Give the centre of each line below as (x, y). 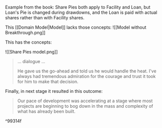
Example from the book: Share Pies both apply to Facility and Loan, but (78, 7)
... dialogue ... (31, 61)
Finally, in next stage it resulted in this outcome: (54, 91)
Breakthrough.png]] (25, 32)
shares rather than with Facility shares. (45, 18)
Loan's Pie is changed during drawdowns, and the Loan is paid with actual (81, 12)
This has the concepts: (29, 42)
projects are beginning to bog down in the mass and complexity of (85, 106)
